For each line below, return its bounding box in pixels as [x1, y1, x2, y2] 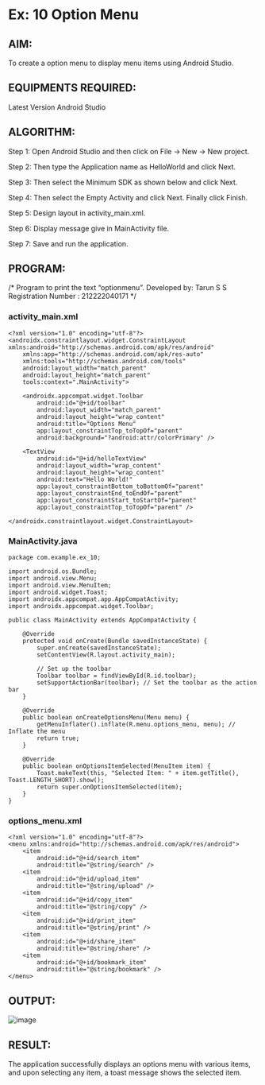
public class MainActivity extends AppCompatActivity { [8, 616, 197, 625]
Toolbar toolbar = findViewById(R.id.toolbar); [36, 672, 197, 680]
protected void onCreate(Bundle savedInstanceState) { [22, 637, 208, 645]
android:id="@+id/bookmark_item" [36, 959, 148, 967]
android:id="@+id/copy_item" [36, 896, 133, 904]
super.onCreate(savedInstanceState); [36, 644, 161, 653]
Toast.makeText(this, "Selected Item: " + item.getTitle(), [36, 769, 240, 777]
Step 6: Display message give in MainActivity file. [8, 223, 169, 233]
